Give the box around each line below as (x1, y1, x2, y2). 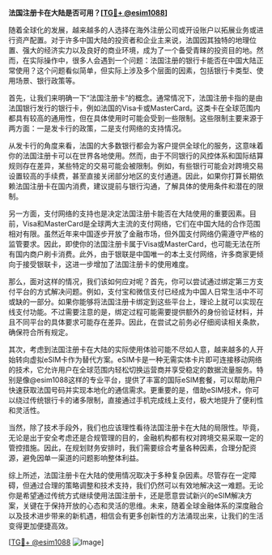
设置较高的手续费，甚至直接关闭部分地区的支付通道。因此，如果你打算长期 (8, 171, 257, 181)
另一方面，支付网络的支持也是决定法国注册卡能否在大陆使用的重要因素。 (8, 209, 249, 218)
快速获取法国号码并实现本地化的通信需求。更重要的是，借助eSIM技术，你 (8, 385, 253, 394)
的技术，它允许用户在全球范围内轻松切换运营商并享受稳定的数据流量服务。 (8, 365, 257, 374)
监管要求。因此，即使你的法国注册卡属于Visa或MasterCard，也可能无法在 (8, 239, 253, 248)
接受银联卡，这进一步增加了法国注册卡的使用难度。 (22, 260, 193, 269)
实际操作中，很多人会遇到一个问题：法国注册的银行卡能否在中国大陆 (29, 56, 257, 65)
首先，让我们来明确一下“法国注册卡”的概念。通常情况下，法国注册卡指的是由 (8, 93, 263, 102)
